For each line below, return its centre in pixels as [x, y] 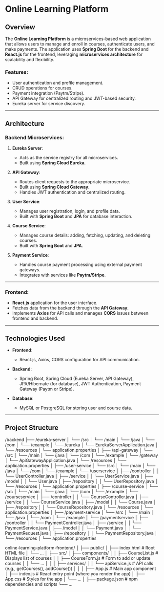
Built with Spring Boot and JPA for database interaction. [76, 216]
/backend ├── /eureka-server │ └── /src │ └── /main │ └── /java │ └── [80, 439]
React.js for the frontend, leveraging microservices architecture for [74, 54]
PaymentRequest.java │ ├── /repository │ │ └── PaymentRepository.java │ [81, 533]
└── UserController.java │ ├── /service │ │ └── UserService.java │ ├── [79, 476]
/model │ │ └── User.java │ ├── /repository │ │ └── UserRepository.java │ [82, 481]
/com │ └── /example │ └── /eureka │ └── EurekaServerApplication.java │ [82, 445]
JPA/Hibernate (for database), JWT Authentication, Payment [80, 384]
